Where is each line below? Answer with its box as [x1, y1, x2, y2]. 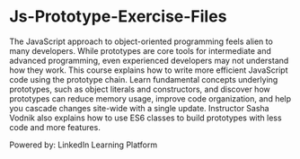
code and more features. [9, 121, 101, 132]
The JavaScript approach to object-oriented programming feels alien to [9, 36, 274, 47]
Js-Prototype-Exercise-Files [9, 6, 227, 27]
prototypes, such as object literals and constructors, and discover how [9, 84, 271, 94]
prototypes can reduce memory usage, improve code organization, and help [9, 93, 292, 104]
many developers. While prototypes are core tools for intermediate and [9, 45, 272, 56]
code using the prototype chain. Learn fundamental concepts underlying [9, 74, 278, 84]
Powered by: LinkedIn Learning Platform [9, 139, 158, 150]
